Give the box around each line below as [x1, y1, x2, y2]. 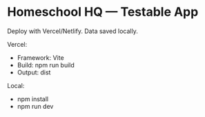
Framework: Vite [17, 53, 64, 62]
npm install [17, 94, 49, 103]
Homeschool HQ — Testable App [7, 4, 199, 20]
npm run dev [17, 102, 54, 110]
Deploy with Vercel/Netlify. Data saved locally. [7, 27, 138, 35]
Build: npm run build [17, 61, 75, 69]
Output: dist [17, 68, 51, 76]
